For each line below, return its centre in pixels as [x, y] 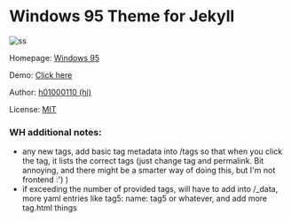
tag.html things [49, 208]
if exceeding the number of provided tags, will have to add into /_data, [150, 189]
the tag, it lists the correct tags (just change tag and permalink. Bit [143, 161]
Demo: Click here [41, 75]
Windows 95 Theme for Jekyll [122, 16]
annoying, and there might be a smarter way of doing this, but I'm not [149, 171]
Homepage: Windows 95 [55, 57]
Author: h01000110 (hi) [50, 92]
